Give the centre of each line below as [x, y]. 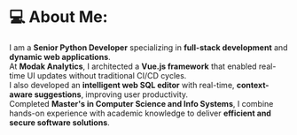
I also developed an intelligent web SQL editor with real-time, [122, 85]
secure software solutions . [60, 122]
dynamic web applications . [60, 56]
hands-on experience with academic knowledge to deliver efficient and [141, 113]
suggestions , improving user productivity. [111, 94]
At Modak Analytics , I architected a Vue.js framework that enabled [133, 66]
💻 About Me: [59, 17]
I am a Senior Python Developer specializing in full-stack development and [148, 47]
